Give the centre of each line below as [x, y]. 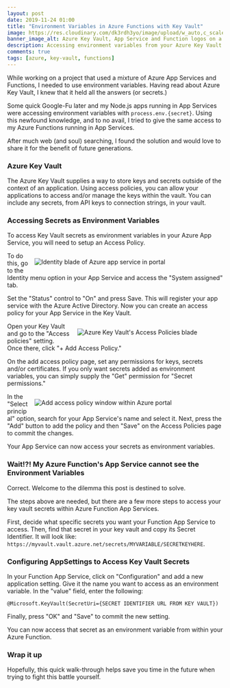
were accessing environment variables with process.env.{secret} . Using [110, 113]
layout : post [26, 13]
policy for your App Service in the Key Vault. [69, 313]
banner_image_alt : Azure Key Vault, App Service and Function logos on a [115, 39]
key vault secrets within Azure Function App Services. [83, 508]
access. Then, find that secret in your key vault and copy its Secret [101, 529]
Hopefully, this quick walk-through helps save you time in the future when [111, 669]
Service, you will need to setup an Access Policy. [76, 243]
